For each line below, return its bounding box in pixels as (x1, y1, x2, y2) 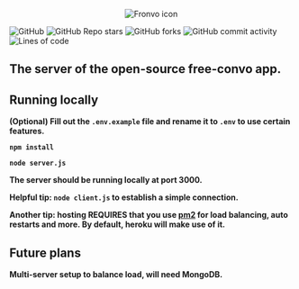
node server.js (9, 158, 67, 168)
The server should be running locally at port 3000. (9, 175, 203, 185)
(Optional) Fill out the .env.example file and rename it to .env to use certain (9, 116, 291, 127)
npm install (9, 143, 54, 152)
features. (9, 126, 45, 137)
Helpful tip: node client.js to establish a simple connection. (9, 192, 239, 203)
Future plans (9, 245, 81, 260)
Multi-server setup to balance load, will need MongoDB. (9, 269, 223, 280)
